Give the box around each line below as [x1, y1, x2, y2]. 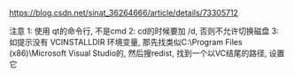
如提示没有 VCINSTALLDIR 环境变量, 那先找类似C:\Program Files [9, 37, 243, 47]
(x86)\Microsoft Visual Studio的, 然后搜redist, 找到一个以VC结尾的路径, [9, 48, 267, 58]
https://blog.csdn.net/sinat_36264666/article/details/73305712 [9, 8, 239, 18]
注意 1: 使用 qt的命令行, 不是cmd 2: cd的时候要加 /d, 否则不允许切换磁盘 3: [9, 26, 279, 36]
